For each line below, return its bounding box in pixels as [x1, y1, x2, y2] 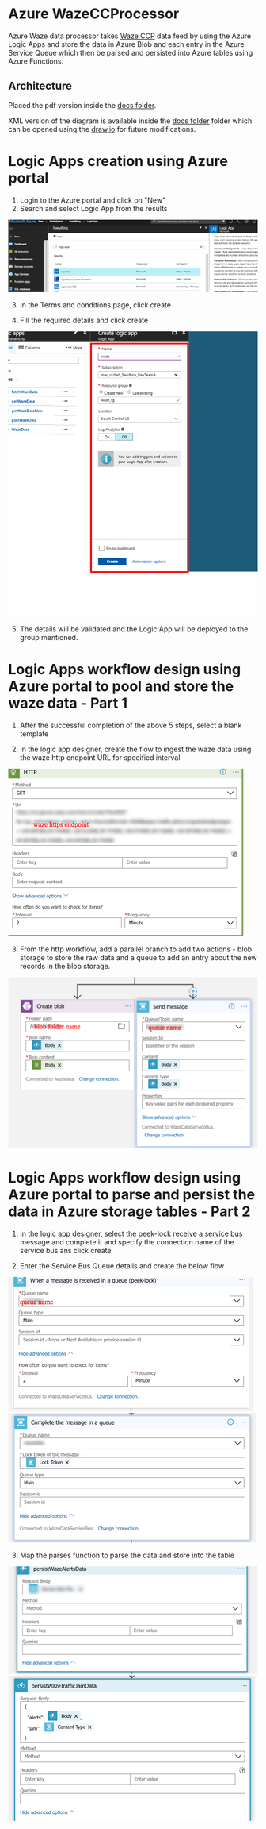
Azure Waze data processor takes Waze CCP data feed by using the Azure [8, 31, 252, 41]
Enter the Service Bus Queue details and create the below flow [19, 1260, 225, 1271]
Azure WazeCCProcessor [8, 5, 180, 23]
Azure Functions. [8, 56, 64, 66]
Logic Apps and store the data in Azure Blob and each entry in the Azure [8, 39, 245, 48]
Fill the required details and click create [19, 315, 149, 325]
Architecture [8, 79, 73, 93]
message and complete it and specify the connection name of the [19, 1237, 235, 1247]
